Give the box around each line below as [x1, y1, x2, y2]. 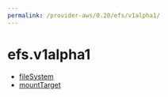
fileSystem [18, 72, 55, 81]
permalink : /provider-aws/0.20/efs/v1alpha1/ [7, 11, 160, 20]
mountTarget [18, 80, 61, 89]
